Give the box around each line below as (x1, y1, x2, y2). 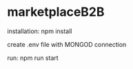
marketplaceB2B (7, 4, 105, 20)
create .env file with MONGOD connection (7, 40, 127, 48)
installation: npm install (7, 27, 72, 35)
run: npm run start (7, 53, 59, 62)
